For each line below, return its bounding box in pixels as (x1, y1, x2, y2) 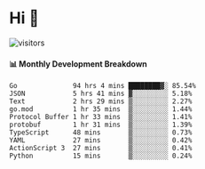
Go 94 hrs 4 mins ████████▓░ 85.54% (9, 82, 197, 91)
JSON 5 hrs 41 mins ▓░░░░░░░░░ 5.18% (9, 89, 193, 99)
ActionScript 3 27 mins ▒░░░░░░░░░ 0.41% (9, 144, 193, 153)
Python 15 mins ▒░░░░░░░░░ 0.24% (9, 151, 193, 161)
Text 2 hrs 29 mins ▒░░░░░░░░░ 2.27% (9, 97, 193, 106)
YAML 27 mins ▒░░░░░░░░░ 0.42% (9, 136, 193, 145)
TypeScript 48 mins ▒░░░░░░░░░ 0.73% (9, 128, 193, 137)
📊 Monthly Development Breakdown (9, 58, 148, 69)
